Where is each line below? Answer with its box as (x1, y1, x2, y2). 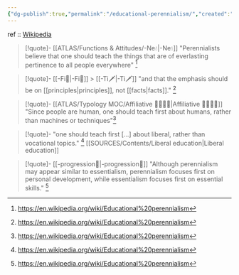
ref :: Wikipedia (7, 30, 52, 38)
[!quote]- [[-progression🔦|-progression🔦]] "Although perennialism (24, 160, 218, 168)
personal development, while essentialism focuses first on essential (24, 175, 223, 183)
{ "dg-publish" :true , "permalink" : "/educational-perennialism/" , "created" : (7, 10, 231, 18)
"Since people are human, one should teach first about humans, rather (24, 107, 232, 116)
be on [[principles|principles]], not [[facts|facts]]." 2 (24, 85, 176, 95)
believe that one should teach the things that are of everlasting (24, 51, 208, 60)
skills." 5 (24, 183, 49, 192)
